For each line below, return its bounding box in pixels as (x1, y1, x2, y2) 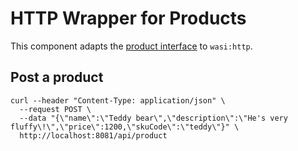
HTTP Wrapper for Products (10, 7, 247, 30)
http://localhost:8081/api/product (19, 130, 168, 141)
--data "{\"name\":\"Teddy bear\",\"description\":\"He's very (19, 113, 288, 123)
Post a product (10, 69, 104, 86)
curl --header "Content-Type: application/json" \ (10, 95, 226, 106)
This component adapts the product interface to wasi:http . (10, 40, 253, 52)
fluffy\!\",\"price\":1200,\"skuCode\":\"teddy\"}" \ (10, 122, 240, 132)
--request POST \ (19, 104, 92, 114)
